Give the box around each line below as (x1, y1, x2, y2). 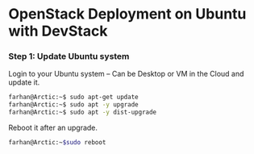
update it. (8, 77, 40, 87)
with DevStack (8, 22, 108, 40)
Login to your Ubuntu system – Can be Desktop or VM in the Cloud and (8, 69, 244, 79)
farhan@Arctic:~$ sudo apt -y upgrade (8, 101, 139, 109)
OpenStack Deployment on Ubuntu (8, 5, 247, 23)
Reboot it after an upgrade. (8, 123, 98, 133)
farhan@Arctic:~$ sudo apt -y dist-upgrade (8, 108, 157, 117)
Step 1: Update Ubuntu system (8, 51, 130, 62)
